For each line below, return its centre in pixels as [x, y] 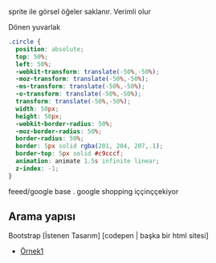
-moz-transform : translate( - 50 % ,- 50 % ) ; [82, 79]
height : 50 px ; [39, 116]
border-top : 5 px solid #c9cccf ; [70, 154]
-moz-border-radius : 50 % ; [59, 131]
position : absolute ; [50, 49]
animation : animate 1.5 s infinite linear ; [88, 161]
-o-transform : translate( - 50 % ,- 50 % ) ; [79, 94]
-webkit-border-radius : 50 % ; [64, 123]
